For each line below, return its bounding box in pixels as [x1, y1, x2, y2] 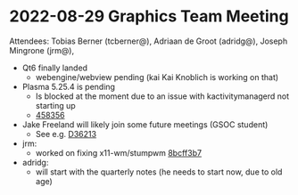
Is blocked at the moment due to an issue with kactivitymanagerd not [35, 91, 290, 102]
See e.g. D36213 [35, 128, 96, 139]
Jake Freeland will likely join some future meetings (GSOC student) [21, 118, 269, 130]
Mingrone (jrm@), [9, 45, 75, 55]
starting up [35, 100, 76, 110]
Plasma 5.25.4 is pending [21, 81, 116, 92]
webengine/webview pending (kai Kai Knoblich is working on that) [35, 71, 279, 82]
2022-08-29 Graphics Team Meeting [9, 6, 289, 27]
